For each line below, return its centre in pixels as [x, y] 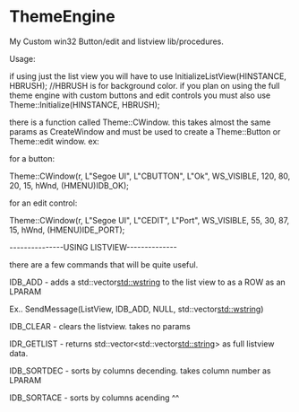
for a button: [32, 158]
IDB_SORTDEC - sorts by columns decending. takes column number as [140, 371]
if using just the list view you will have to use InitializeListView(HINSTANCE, [148, 76]
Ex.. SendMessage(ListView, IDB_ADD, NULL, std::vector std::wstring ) [137, 309]
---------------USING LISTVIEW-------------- [93, 247]
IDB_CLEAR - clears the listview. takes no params [100, 326]
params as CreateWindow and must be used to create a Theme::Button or [145, 131]
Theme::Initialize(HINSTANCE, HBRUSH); [85, 104]
